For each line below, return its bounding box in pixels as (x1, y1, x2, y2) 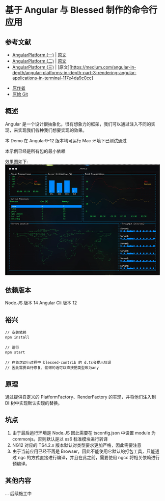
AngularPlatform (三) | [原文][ (12, 64, 71, 70)
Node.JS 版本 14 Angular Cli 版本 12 (5, 300, 77, 306)
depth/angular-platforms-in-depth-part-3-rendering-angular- (12, 70, 137, 75)
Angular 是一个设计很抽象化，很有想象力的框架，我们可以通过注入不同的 (5, 121, 151, 127)
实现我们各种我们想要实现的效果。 (18, 127, 87, 133)
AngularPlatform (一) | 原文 (12, 52, 67, 58)
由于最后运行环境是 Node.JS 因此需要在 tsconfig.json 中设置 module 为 (12, 430, 156, 436)
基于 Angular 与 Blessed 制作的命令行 (5, 4, 158, 16)
